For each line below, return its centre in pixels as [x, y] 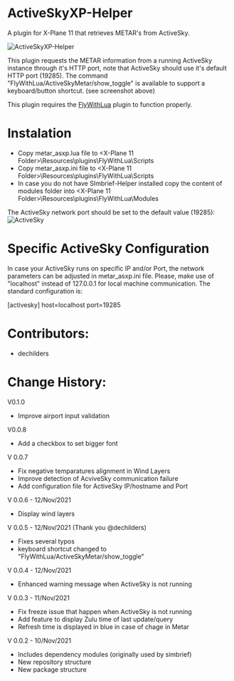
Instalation [39, 134]
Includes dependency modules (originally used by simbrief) [105, 654]
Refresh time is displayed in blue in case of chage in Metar [103, 627]
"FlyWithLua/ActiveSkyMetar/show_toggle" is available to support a [106, 83]
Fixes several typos [46, 541]
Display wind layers [46, 514]
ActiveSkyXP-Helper [70, 13]
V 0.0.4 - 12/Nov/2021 [39, 570]
